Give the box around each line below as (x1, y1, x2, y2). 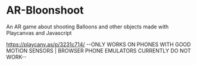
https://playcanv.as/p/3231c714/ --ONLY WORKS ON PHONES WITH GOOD (6, 41, 191, 48)
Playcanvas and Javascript (6, 29, 72, 36)
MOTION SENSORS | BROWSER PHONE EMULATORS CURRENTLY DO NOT (6, 47, 192, 54)
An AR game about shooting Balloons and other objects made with (6, 23, 169, 30)
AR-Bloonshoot (6, 4, 84, 17)
